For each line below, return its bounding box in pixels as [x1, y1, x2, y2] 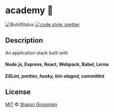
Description [5, 36, 43, 45]
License [5, 88, 31, 96]
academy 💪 [5, 5, 53, 16]
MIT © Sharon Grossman [5, 101, 57, 107]
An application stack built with [5, 49, 68, 55]
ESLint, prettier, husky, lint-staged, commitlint [5, 73, 105, 79]
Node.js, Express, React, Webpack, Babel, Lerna [5, 61, 109, 68]
